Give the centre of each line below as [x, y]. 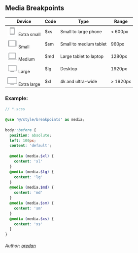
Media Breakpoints [35, 8]
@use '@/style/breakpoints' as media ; [45, 120]
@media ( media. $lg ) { [32, 172]
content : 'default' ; [31, 146]
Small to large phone [81, 31]
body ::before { [21, 130]
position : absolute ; [31, 135]
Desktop [69, 69]
